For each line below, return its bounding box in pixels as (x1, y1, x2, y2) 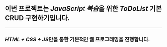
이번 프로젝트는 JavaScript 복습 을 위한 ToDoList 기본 (5, 4, 162, 13)
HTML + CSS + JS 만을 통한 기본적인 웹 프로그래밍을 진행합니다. (5, 36, 150, 43)
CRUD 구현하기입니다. (5, 14, 70, 22)
